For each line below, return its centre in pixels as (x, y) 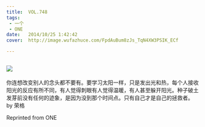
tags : (13, 18)
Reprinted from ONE (32, 117)
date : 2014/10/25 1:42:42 (42, 35)
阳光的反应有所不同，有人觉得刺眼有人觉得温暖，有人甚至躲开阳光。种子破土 (103, 90)
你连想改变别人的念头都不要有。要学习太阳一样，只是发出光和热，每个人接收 (103, 82)
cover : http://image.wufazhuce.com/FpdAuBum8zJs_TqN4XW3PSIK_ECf (92, 40)
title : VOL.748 (27, 12)
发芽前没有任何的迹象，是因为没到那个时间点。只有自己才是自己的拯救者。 (100, 98)
